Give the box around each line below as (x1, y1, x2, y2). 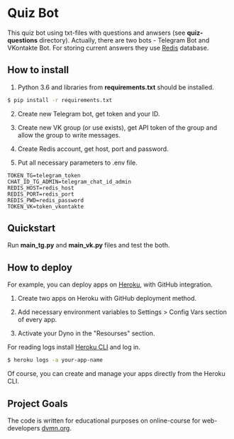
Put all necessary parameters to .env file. (17, 158, 138, 167)
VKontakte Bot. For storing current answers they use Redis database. (7, 43, 209, 52)
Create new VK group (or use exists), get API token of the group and (17, 123, 218, 132)
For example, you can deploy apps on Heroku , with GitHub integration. (7, 280, 213, 289)
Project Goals (7, 397, 69, 409)
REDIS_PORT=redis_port (7, 190, 74, 198)
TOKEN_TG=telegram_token (7, 172, 81, 179)
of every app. (17, 316, 57, 324)
